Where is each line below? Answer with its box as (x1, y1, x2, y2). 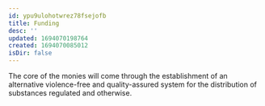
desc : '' (8, 26, 38, 35)
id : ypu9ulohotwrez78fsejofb (8, 11, 107, 20)
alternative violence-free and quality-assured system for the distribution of (8, 79, 257, 89)
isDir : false (8, 49, 53, 57)
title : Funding (8, 19, 60, 27)
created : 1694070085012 (8, 42, 89, 50)
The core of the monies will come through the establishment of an (8, 71, 228, 80)
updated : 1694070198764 (8, 34, 89, 43)
